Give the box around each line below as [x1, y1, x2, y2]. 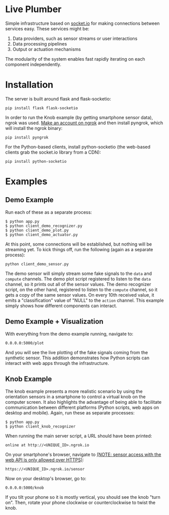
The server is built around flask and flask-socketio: [5, 96, 111, 102]
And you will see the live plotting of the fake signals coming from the [5, 349, 148, 355]
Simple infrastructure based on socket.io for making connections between [5, 20, 160, 26]
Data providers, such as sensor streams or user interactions [12, 35, 138, 41]
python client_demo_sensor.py [5, 261, 69, 266]
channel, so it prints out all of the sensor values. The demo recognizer [5, 281, 151, 287]
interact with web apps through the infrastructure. [5, 360, 109, 366]
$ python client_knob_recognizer [5, 424, 76, 429]
